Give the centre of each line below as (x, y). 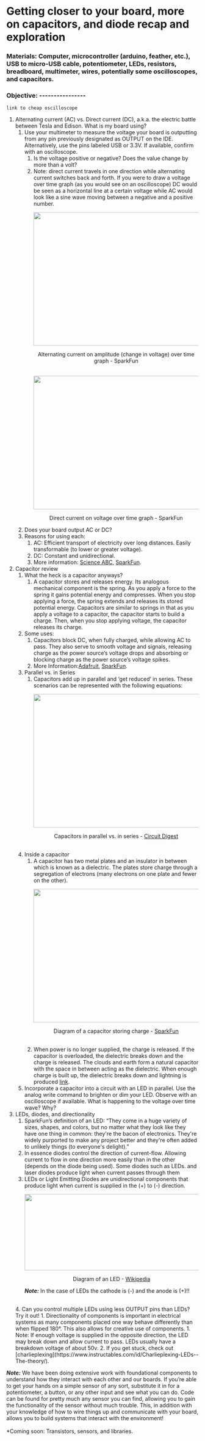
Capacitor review (37, 569)
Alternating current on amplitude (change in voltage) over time (116, 355)
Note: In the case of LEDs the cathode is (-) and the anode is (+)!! (107, 1291)
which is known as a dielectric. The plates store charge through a (115, 867)
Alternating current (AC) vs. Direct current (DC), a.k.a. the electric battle (106, 120)
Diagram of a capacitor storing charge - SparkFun (116, 1031)
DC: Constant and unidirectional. (74, 556)
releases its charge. (58, 627)
